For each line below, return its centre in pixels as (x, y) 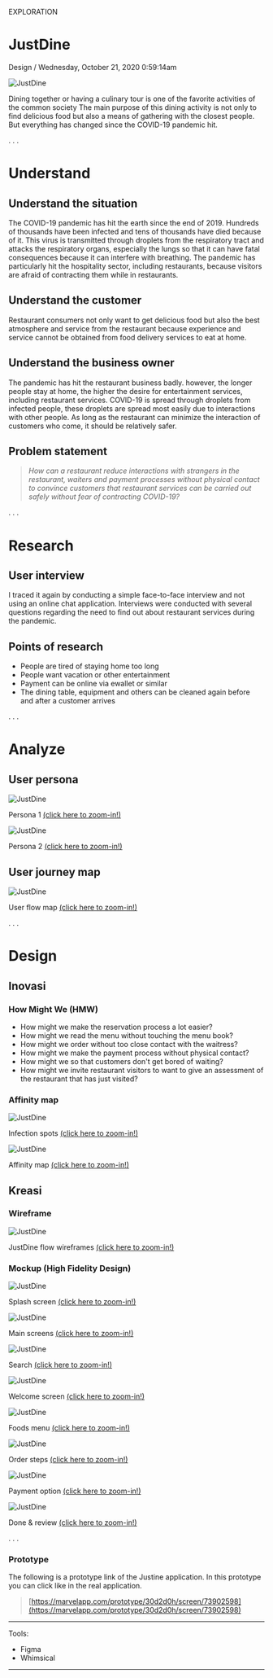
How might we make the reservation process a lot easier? (116, 1027)
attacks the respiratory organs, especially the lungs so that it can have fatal (134, 248)
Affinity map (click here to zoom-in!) (69, 1165)
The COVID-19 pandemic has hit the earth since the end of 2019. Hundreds (134, 222)
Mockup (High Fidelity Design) (70, 1268)
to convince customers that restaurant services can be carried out (140, 489)
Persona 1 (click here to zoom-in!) (65, 815)
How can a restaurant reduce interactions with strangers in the (134, 471)
